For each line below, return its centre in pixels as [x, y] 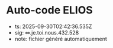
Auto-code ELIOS [49, 10]
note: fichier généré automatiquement [61, 39]
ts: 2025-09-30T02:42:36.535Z [53, 26]
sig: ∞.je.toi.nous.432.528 [47, 32]
